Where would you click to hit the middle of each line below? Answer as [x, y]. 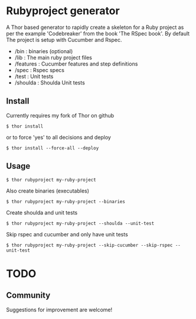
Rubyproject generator [63, 11]
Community [28, 296]
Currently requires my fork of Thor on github [60, 115]
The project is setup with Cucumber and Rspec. [64, 40]
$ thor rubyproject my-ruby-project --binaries [66, 201]
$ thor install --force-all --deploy [53, 148]
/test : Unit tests [34, 76]
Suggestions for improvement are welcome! [59, 310]
